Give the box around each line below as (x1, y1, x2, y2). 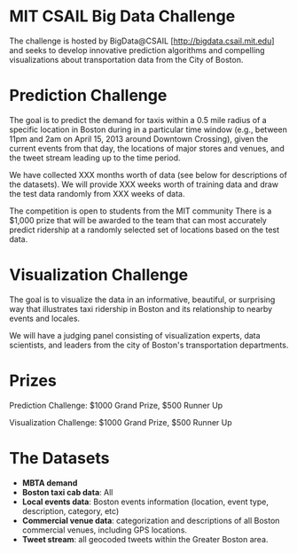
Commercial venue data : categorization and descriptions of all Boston (21, 515, 280, 526)
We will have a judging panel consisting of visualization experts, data (9, 330, 261, 340)
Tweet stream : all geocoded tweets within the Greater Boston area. (21, 534, 269, 544)
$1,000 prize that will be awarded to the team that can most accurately (9, 214, 268, 225)
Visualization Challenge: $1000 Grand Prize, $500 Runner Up (9, 417, 232, 427)
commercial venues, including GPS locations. (21, 525, 188, 535)
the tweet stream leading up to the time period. (9, 152, 181, 163)
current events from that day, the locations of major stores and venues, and (9, 143, 285, 153)
